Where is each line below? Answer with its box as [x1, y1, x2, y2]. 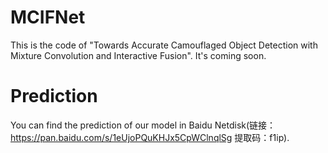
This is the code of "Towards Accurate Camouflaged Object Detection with [10, 39, 318, 51]
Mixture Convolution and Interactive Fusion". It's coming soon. [10, 49, 267, 61]
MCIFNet [10, 6, 86, 29]
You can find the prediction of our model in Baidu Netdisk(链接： [10, 119, 277, 131]
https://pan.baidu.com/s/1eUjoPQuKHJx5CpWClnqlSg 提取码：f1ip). [10, 131, 290, 143]
